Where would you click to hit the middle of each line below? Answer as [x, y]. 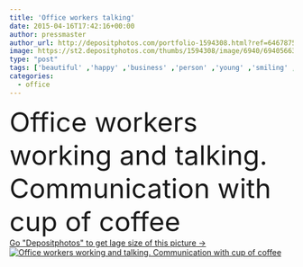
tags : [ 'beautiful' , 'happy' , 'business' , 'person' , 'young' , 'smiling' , [153, 68]
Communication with [141, 188]
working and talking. [138, 155]
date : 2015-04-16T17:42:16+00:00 [72, 26]
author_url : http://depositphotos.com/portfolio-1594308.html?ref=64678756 [155, 43]
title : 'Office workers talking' [72, 18]
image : [22, 51]
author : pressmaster [48, 34]
